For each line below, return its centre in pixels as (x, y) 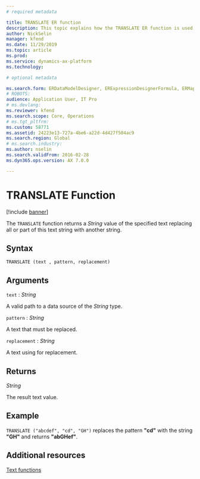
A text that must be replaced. (42, 329)
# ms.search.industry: (34, 144)
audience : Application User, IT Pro (51, 100)
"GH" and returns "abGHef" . (42, 437)
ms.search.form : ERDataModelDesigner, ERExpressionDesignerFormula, (93, 88)
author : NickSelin (29, 33)
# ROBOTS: (18, 94)
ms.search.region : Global (38, 138)
